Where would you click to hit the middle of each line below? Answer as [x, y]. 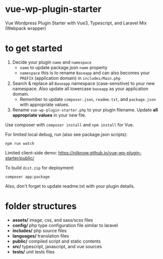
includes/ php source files [40, 231]
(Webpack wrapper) [26, 28]
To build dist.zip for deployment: [40, 167]
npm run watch [20, 143]
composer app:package [28, 177]
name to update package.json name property [64, 67]
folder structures [41, 206]
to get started [34, 49]
